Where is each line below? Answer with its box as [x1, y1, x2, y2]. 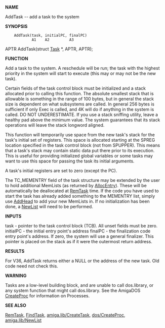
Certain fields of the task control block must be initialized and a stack [5, 85, 146, 91]
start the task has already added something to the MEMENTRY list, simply [5, 193, 155, 199]
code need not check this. [5, 263, 58, 269]
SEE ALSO [5, 302, 26, 308]
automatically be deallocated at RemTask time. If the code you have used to [5, 188, 159, 194]
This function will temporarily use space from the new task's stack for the [5, 132, 155, 138]
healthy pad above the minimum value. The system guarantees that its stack [5, 117, 161, 123]
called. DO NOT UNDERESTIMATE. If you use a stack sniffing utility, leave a [5, 111, 158, 117]
